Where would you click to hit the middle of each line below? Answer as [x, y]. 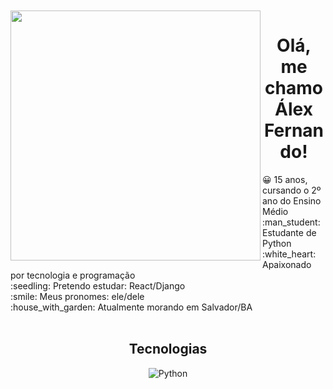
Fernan [294, 130]
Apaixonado [287, 264]
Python [277, 243]
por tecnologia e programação [73, 275]
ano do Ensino [292, 200]
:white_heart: [289, 254]
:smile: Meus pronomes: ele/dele [77, 296]
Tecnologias [168, 349]
